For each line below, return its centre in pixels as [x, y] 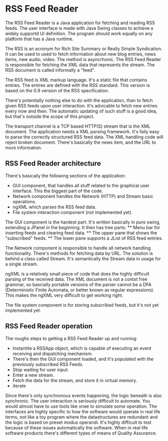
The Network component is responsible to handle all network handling [78, 248]
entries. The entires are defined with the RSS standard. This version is [77, 85]
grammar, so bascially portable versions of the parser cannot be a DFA [78, 284]
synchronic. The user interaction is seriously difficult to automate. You [78, 401]
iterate [19, 385]
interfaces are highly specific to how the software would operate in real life [83, 411]
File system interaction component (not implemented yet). [72, 212]
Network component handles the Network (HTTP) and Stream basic [83, 196]
